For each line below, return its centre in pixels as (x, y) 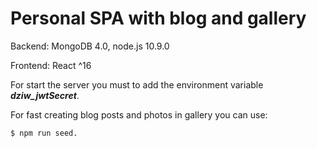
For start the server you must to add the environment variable (137, 84)
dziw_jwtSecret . (45, 95)
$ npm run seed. (44, 133)
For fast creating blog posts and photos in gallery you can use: (139, 114)
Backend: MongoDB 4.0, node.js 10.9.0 (90, 46)
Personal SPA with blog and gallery (158, 18)
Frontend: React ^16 (51, 65)
